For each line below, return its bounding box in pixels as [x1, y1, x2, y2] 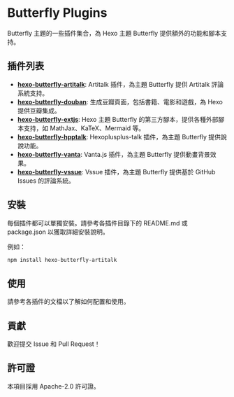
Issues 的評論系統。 [17, 176, 75, 185]
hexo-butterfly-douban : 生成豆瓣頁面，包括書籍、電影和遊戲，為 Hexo [17, 97, 224, 106]
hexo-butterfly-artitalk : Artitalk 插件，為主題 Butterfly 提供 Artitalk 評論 [17, 80, 224, 88]
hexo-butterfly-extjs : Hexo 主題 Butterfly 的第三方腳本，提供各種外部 [17, 115, 219, 123]
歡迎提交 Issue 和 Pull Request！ [7, 340, 101, 348]
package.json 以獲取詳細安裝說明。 [7, 228, 110, 236]
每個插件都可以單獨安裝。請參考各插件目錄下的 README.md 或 [7, 218, 188, 227]
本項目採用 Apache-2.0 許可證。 [7, 382, 100, 390]
